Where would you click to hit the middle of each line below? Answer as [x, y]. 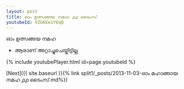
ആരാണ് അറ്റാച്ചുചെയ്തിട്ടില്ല [46, 51]
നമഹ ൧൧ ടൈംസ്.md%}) [37, 80]
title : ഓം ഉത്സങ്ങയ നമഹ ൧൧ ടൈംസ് [52, 17]
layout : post [22, 11]
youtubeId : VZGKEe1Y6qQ [35, 22]
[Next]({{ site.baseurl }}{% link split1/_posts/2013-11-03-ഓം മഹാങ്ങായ [92, 73]
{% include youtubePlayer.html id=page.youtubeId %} [71, 62]
